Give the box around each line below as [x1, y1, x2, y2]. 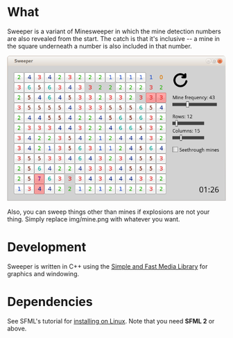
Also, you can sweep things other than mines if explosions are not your [7, 208, 210, 216]
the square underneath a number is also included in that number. [7, 42, 192, 50]
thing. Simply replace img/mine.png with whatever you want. [7, 215, 180, 223]
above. [7, 324, 27, 333]
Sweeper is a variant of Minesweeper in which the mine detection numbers [7, 27, 221, 35]
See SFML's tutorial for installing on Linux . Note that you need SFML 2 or [7, 317, 215, 326]
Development [7, 239, 87, 255]
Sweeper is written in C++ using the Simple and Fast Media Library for [7, 262, 208, 271]
